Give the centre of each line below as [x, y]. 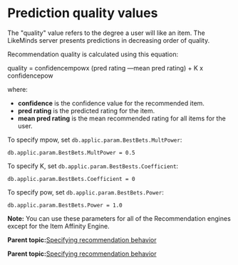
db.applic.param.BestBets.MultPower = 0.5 [71, 152]
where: [18, 89]
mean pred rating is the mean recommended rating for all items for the [121, 118]
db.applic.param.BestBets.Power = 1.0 [65, 205]
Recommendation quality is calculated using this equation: [93, 54]
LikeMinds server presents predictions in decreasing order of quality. [109, 40]
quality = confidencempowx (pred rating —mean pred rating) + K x [105, 68]
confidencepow [30, 76]
